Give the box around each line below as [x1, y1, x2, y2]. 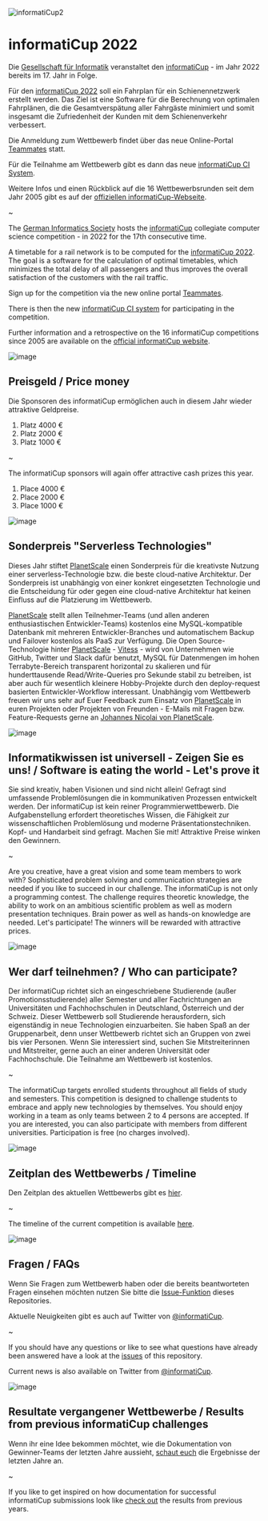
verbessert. [8, 120, 46, 130]
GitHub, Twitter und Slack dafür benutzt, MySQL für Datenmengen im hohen [8, 652, 260, 662]
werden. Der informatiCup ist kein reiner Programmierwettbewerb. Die [8, 801, 239, 812]
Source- [198, 636, 226, 645]
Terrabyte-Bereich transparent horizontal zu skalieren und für [8, 661, 211, 671]
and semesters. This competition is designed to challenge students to [8, 1094, 238, 1104]
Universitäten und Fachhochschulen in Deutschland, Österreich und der [8, 1003, 245, 1013]
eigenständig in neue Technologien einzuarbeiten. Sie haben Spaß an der [8, 1021, 250, 1030]
